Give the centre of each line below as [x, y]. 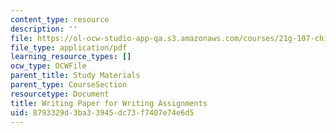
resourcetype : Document [60, 94]
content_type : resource [60, 19]
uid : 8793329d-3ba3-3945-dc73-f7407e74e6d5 [102, 112]
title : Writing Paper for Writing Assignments [109, 103]
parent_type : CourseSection [69, 85]
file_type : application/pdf [69, 47]
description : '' [44, 29]
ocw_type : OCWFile [48, 66]
